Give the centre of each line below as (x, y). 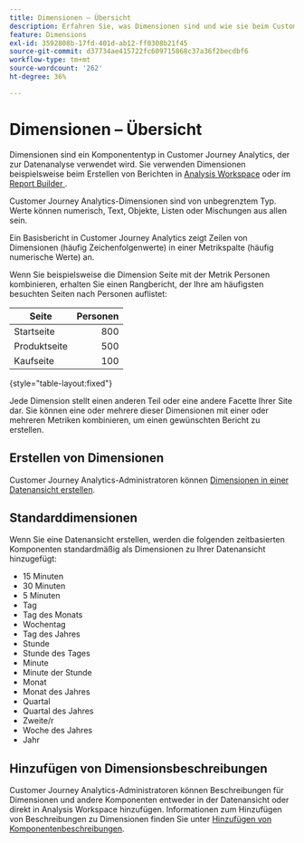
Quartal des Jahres (58, 711)
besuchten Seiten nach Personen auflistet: (88, 293)
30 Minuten (44, 586)
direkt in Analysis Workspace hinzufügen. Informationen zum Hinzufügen (146, 809)
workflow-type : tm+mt (50, 60)
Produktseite (41, 346)
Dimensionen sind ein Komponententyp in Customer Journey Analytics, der (150, 154)
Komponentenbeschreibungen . (67, 829)
